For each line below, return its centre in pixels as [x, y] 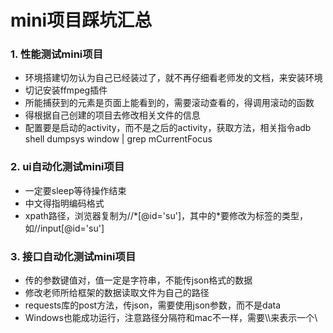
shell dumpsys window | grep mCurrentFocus [118, 139]
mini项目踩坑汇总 [81, 20]
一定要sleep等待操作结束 [75, 190]
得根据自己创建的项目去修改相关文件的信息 [112, 115]
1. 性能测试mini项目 [57, 54]
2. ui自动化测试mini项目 [67, 167]
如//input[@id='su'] [64, 228]
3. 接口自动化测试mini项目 [73, 256]
